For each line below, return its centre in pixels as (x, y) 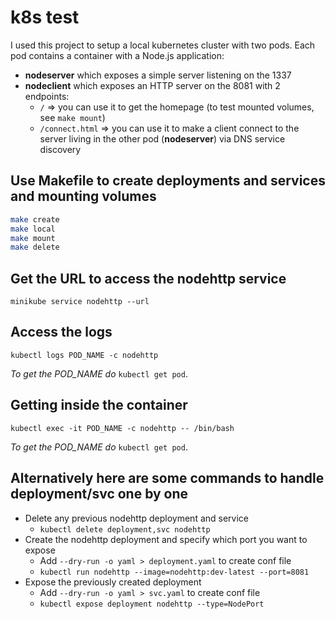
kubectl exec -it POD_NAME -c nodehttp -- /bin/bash (122, 428)
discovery (60, 149)
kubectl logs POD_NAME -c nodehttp (84, 355)
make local (33, 229)
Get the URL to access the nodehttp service (148, 278)
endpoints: (47, 96)
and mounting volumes (83, 196)
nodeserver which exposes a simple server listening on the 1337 (158, 75)
